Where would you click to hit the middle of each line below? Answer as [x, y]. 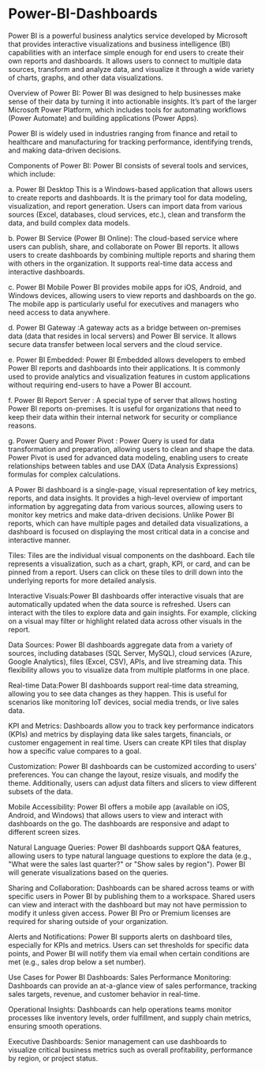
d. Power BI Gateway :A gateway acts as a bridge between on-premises [125, 327]
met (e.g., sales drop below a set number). [77, 962]
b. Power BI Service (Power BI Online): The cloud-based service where [123, 238]
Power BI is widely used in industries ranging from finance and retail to [123, 133]
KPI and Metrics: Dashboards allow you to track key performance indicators [131, 726]
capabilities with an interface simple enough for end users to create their [126, 52]
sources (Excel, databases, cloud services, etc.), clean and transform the [127, 214]
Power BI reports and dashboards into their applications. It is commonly [124, 368]
